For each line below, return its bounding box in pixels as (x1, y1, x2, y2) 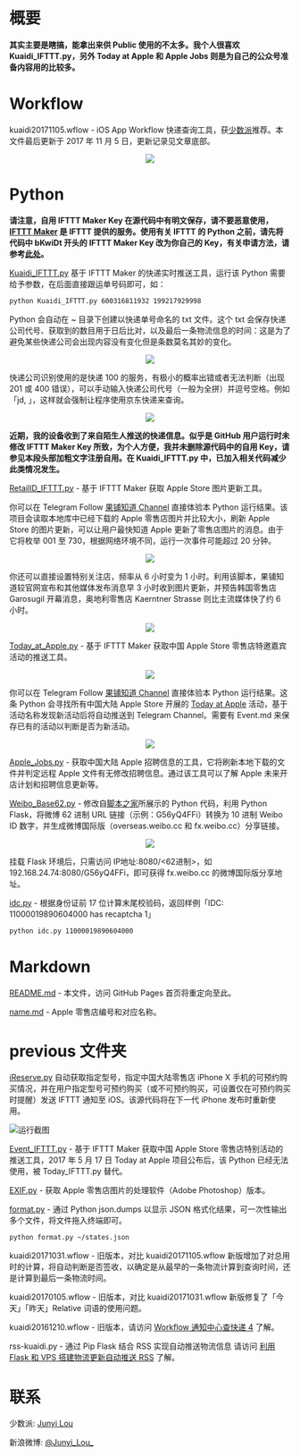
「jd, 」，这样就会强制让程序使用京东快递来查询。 (9, 394, 189, 405)
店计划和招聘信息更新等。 (9, 779, 104, 790)
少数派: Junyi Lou (9, 1418, 74, 1429)
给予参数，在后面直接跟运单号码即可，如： (9, 278, 166, 289)
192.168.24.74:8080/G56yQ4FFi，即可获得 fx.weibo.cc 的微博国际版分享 (9, 867, 275, 877)
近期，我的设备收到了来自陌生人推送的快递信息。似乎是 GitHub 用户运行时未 (9, 430, 290, 441)
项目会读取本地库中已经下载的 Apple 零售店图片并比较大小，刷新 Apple (9, 512, 271, 523)
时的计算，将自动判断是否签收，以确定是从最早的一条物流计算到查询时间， (9, 1262, 283, 1273)
